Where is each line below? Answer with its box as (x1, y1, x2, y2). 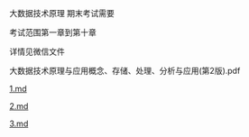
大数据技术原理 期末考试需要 (9, 8, 115, 18)
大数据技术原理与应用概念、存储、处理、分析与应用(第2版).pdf (9, 66, 241, 76)
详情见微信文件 (9, 46, 65, 57)
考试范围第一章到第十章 (9, 27, 97, 38)
